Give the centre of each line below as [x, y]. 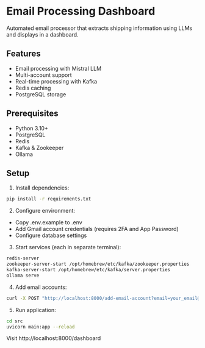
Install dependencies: [42, 188]
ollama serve [23, 275]
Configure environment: [45, 211]
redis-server [23, 258]
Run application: [35, 310]
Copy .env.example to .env [49, 222]
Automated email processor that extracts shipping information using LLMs [99, 28]
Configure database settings [51, 235]
